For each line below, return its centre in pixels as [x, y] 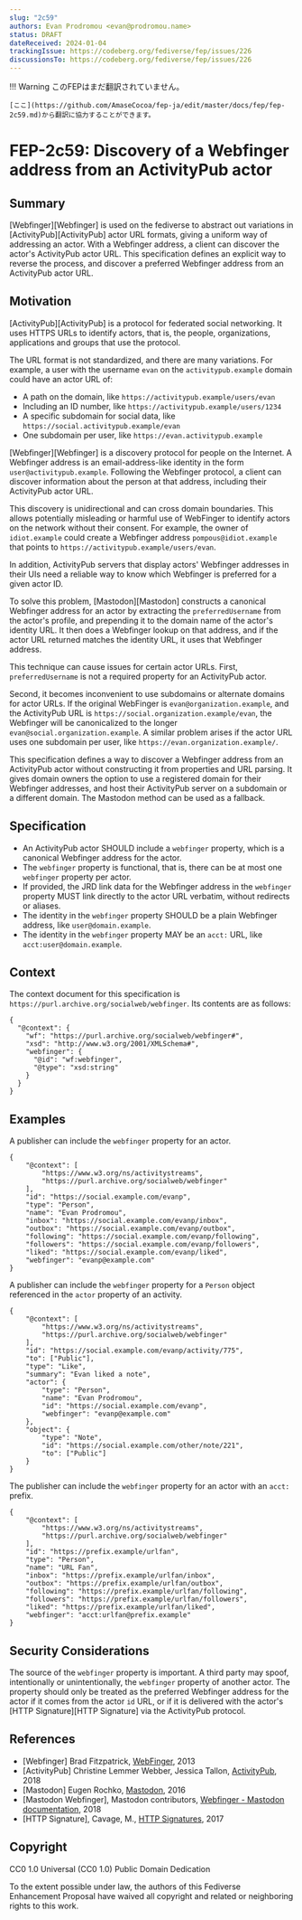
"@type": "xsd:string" [76, 1068]
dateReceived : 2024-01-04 [58, 43]
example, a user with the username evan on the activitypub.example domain [151, 369]
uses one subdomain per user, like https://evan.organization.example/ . [144, 741]
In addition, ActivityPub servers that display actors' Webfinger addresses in [150, 564]
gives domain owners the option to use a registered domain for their [135, 778]
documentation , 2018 [62, 1809]
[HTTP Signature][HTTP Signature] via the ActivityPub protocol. [128, 1711]
